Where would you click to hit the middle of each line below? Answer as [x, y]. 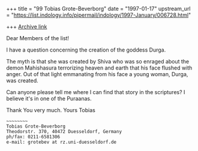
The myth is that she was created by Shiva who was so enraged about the [98, 61]
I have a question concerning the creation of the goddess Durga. [86, 50]
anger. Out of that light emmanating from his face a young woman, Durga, [97, 74]
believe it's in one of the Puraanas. [49, 99]
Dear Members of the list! [38, 38]
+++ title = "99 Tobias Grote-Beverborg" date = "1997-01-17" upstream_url [98, 9]
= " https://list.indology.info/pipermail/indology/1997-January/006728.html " [99, 15]
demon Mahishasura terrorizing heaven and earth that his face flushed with [99, 68]
